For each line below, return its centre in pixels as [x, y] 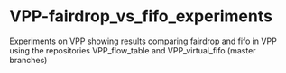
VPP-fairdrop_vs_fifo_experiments [141, 16]
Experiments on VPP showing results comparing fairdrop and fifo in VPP [143, 41]
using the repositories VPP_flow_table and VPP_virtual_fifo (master [133, 50]
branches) [28, 60]
